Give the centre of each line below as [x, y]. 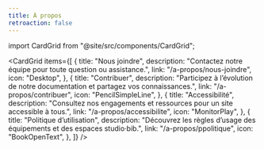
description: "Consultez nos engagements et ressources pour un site [121, 103]
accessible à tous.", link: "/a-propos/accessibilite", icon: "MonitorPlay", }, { [130, 111]
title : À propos [35, 15]
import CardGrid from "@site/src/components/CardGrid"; [102, 45]
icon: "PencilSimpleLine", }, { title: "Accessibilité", [154, 94]
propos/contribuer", [40, 94]
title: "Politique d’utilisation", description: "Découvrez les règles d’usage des [132, 120]
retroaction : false [40, 23]
